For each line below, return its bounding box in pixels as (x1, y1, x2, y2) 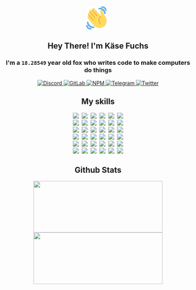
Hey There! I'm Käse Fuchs (47, 41, 149, 51)
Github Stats (74, 165, 122, 175)
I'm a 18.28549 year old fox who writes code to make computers (5, 59, 191, 67)
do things (84, 66, 112, 74)
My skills (81, 97, 115, 107)
